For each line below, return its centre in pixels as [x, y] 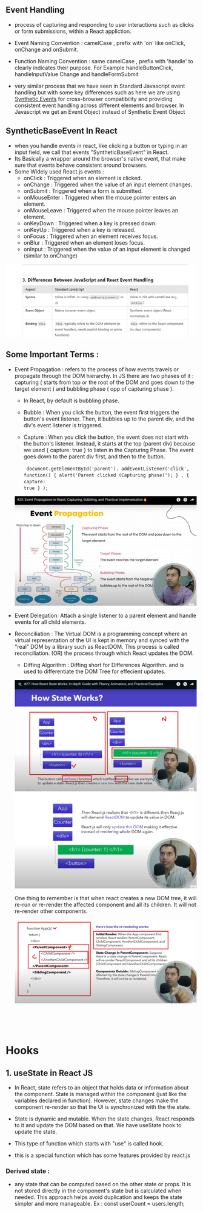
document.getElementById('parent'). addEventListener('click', [108, 469]
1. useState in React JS [49, 1073]
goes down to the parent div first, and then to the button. [94, 456]
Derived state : [28, 1171]
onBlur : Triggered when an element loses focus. [84, 242]
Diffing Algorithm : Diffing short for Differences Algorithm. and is [104, 665]
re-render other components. [51, 911]
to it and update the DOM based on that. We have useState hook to [98, 1125]
